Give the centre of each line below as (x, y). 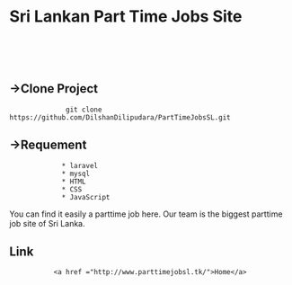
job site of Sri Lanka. (47, 223)
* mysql (76, 174)
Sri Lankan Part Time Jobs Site (126, 17)
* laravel (80, 165)
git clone (84, 110)
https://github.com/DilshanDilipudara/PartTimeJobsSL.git (120, 117)
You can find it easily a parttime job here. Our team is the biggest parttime (146, 214)
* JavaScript (86, 197)
